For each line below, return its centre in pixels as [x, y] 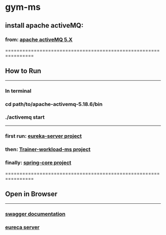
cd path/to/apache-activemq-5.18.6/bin [54, 104]
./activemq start [25, 117]
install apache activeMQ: [44, 25]
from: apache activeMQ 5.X [39, 40]
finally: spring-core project [38, 162]
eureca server [22, 227]
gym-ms [23, 7]
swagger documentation [35, 214]
